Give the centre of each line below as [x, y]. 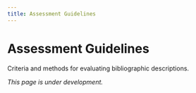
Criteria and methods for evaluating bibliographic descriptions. [98, 68]
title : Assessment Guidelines [52, 14]
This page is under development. [55, 82]
